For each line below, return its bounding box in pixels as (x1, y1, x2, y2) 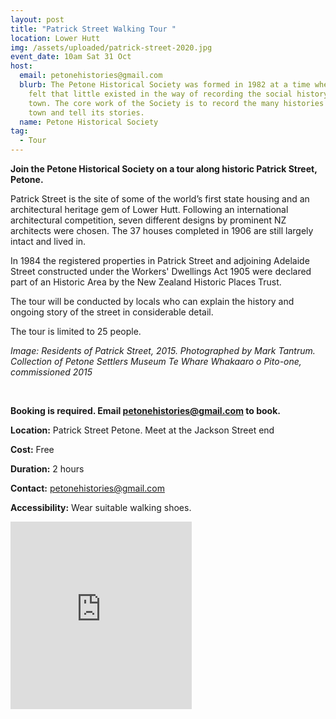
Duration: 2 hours (10, 463, 85, 475)
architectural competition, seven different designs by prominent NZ (10, 214, 287, 226)
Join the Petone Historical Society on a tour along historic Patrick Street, (10, 163, 318, 175)
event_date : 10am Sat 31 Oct (10, 52, 132, 62)
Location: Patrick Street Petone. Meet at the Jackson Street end (10, 424, 275, 436)
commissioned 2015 (10, 366, 93, 378)
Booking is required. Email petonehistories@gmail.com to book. (10, 405, 281, 416)
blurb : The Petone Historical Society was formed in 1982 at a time (19, 80, 311, 90)
